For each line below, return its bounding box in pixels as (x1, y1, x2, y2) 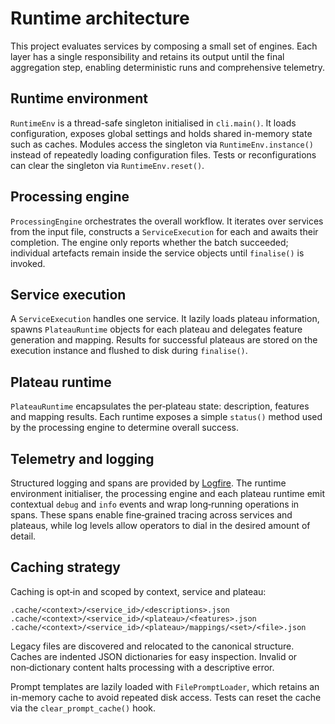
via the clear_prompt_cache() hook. (10, 702, 156, 714)
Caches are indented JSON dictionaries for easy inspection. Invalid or (10, 650, 298, 662)
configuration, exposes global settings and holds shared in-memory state (10, 127, 313, 139)
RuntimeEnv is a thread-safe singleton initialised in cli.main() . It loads (10, 117, 297, 129)
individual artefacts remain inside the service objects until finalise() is (10, 247, 305, 259)
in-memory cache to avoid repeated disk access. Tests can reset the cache (10, 691, 322, 703)
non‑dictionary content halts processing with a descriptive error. (10, 661, 275, 673)
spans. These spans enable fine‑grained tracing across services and (10, 509, 293, 521)
